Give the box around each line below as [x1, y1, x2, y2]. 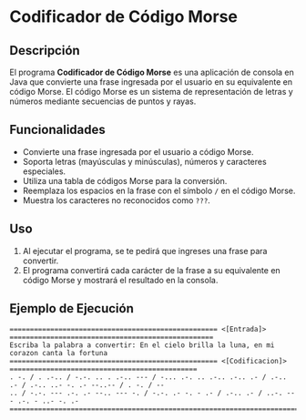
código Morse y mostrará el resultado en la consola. [22, 274, 219, 285]
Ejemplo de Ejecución [9, 301, 135, 316]
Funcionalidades [9, 122, 107, 138]
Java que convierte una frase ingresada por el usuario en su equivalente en [9, 77, 293, 87]
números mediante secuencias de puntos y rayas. [9, 96, 197, 107]
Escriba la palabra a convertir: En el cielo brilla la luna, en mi [9, 341, 275, 350]
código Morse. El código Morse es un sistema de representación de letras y [9, 87, 293, 97]
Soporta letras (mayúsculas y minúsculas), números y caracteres [22, 156, 267, 167]
